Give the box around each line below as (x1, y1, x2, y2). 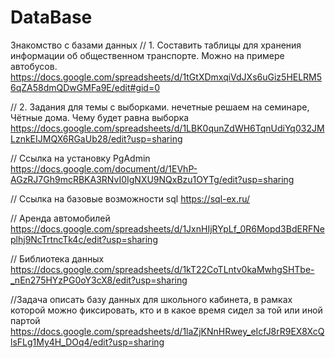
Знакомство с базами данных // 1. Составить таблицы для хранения (10, 39, 302, 51)
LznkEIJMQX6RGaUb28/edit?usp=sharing (10, 132, 183, 145)
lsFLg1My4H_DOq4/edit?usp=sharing (10, 336, 165, 348)
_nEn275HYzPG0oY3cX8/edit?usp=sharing (10, 274, 188, 286)
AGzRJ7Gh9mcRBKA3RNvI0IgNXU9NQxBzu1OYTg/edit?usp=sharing (10, 173, 295, 185)
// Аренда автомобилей (10, 212, 111, 224)
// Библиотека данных (10, 252, 105, 265)
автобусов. (10, 60, 58, 72)
